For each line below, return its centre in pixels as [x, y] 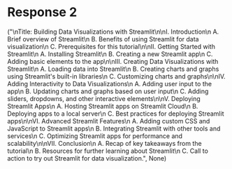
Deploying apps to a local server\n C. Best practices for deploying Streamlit [116, 114]
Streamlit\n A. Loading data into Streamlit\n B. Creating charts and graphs [113, 69]
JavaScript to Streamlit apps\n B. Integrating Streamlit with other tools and [114, 128]
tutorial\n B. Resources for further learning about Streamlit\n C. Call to [108, 151]
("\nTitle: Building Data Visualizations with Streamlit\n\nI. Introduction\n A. [113, 32]
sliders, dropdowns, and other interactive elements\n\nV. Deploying [104, 98]
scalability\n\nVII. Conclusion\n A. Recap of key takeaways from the [104, 143]
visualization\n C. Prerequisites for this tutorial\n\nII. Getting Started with [111, 46]
